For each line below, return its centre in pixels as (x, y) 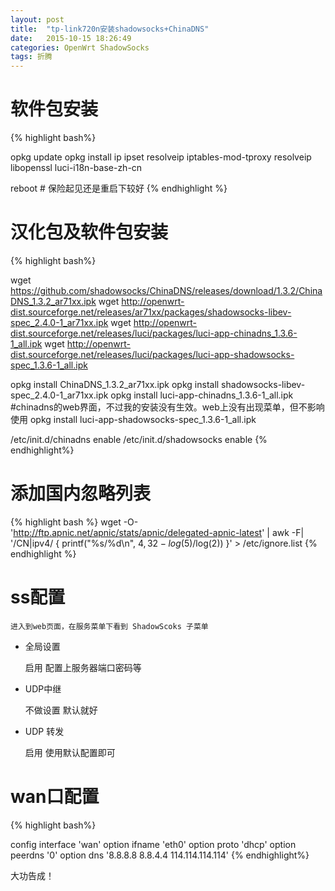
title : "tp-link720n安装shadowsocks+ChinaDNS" (110, 29)
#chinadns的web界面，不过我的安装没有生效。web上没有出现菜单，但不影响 (167, 407)
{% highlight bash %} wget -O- (74, 522)
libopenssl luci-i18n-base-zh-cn (76, 168)
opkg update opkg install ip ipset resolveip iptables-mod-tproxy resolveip (161, 157)
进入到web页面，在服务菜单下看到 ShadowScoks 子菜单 (109, 626)
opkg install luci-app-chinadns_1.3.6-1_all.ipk (202, 395)
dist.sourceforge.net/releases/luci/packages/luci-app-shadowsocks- (152, 354)
